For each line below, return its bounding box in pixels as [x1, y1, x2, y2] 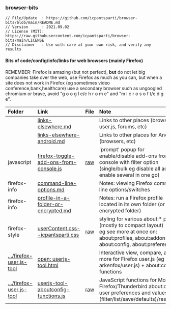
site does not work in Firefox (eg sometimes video [5, 79, 110, 86]
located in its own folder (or [99, 201, 165, 208]
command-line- [37, 180, 77, 187]
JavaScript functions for [99, 276, 157, 284]
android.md [37, 137, 65, 145]
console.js [37, 165, 62, 172]
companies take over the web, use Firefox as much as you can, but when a [5, 74, 162, 80]
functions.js [37, 292, 66, 299]
